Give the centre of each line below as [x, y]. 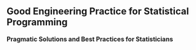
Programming [37, 23]
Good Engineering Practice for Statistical [98, 11]
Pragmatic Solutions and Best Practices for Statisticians [90, 39]
